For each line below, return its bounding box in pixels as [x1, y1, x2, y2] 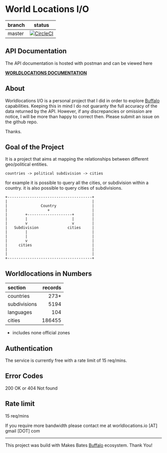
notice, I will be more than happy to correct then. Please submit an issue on [5, 113, 160, 119]
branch [7, 21, 25, 28]
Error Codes [5, 372, 43, 380]
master [7, 30, 24, 37]
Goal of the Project [5, 143, 64, 151]
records [42, 284, 62, 291]
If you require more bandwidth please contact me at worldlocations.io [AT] [5, 423, 158, 429]
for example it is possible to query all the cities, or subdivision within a [5, 180, 149, 186]
